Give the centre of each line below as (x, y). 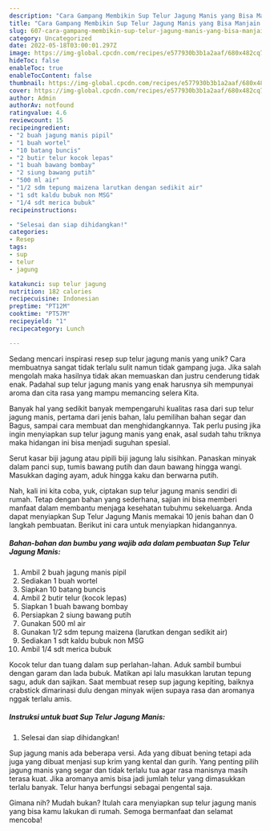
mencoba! (26, 820)
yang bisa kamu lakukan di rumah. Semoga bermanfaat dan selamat (121, 811)
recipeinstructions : (44, 210)
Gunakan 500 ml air (53, 623)
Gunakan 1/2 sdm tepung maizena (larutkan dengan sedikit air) (124, 632)
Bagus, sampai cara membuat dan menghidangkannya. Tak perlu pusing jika (135, 425)
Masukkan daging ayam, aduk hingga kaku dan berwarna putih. (114, 475)
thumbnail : (27, 83)
